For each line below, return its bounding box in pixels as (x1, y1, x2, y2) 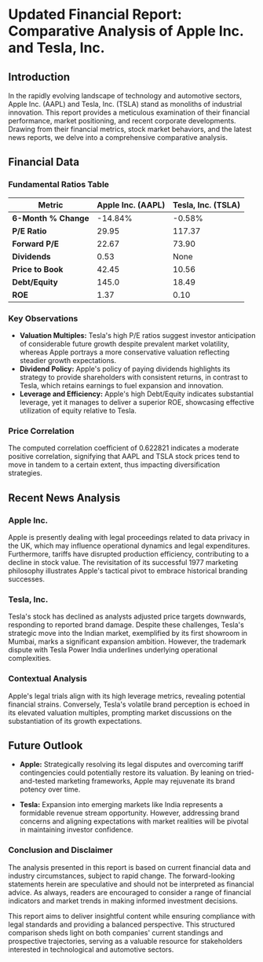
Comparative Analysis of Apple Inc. (8, 22, 244, 40)
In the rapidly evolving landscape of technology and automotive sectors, (8, 91, 242, 100)
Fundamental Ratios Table (8, 179, 110, 190)
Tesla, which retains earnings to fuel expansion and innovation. (19, 380, 224, 390)
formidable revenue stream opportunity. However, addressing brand (19, 808, 239, 818)
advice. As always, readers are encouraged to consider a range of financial (8, 887, 251, 897)
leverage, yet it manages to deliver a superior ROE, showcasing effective (19, 397, 255, 406)
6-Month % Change (12, 212, 89, 223)
